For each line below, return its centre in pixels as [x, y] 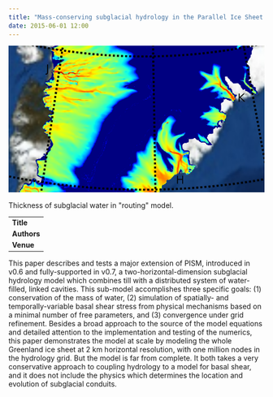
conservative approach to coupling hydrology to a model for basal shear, [130, 366]
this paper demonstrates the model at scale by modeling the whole [120, 340]
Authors [26, 234]
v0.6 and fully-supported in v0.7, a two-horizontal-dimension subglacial [128, 271]
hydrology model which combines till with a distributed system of [117, 280]
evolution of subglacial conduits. [63, 384]
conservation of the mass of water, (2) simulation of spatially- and [119, 297]
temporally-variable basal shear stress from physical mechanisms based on [135, 306]
